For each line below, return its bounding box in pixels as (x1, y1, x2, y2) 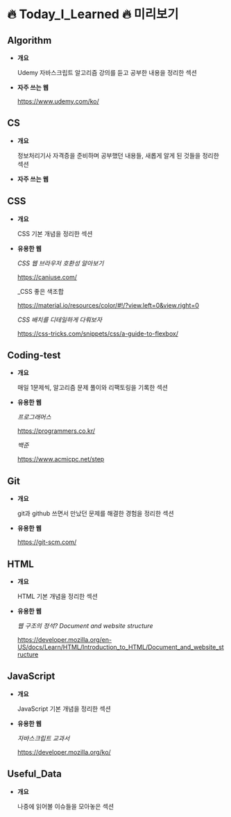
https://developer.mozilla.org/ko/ (17, 748, 111, 756)
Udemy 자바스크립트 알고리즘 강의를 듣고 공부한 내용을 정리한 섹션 (17, 69, 198, 76)
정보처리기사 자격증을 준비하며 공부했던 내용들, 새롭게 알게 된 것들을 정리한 (17, 151, 220, 160)
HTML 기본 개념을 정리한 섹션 (17, 592, 99, 601)
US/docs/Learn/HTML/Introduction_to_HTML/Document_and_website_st (17, 643, 224, 652)
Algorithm (7, 34, 52, 46)
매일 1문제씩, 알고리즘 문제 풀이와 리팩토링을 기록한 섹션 (17, 383, 169, 392)
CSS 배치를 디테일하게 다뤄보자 (17, 315, 103, 324)
